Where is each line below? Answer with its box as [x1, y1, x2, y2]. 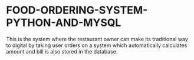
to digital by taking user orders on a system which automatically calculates [6, 42, 188, 49]
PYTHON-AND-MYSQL [6, 16, 121, 29]
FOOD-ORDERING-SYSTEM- [6, 4, 148, 17]
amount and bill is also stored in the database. [6, 48, 118, 55]
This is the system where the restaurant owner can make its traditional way [6, 35, 189, 42]
